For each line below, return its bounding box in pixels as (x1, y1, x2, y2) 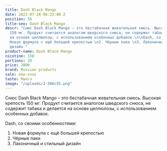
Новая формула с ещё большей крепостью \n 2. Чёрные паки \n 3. (9, 40, 141, 45)
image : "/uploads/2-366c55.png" (5, 81, 72, 86)
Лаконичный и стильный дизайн (12, 140, 81, 147)
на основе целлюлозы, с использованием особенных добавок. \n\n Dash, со (9, 35, 162, 40)
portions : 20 (5, 58, 32, 63)
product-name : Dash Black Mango (5, 49, 72, 54)
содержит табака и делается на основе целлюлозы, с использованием (5, 105, 157, 111)
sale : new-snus (5, 72, 37, 77)
